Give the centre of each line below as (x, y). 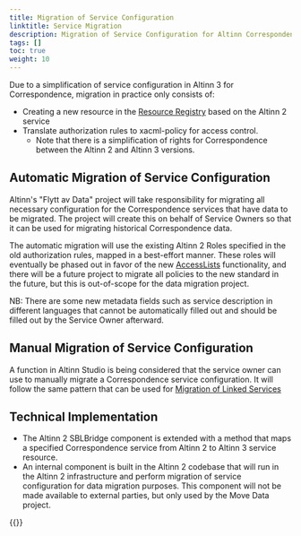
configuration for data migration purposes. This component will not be (152, 486)
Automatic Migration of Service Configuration (140, 178)
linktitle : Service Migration (66, 26)
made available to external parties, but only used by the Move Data (146, 496)
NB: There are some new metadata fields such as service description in (141, 300)
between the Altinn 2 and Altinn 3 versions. (115, 150)
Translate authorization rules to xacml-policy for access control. (140, 130)
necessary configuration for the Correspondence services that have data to (149, 209)
